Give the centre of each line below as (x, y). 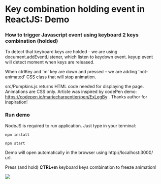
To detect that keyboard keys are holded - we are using (61, 52)
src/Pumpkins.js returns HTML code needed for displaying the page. (75, 87)
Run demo (18, 115)
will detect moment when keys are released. (50, 62)
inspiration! (16, 102)
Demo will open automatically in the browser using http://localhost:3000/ (79, 152)
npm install (17, 135)
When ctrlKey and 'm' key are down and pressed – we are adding (71, 72)
